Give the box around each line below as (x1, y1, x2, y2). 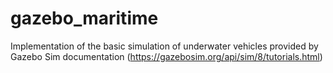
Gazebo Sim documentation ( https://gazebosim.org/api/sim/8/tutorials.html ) (10, 50, 323, 62)
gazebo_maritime (10, 7, 159, 30)
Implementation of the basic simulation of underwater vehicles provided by (10, 40, 319, 52)
